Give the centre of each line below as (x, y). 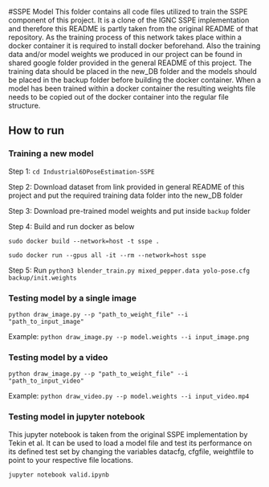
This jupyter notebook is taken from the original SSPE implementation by (128, 434)
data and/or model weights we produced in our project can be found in (125, 54)
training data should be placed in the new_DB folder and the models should (132, 71)
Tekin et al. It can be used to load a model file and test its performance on (130, 443)
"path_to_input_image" (46, 321)
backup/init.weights (43, 278)
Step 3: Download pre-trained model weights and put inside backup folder (129, 211)
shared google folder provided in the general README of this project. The (130, 63)
